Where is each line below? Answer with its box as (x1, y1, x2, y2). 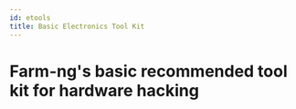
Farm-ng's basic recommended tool (9, 61, 288, 82)
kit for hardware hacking (9, 80, 199, 101)
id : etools (9, 13, 51, 23)
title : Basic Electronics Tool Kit (9, 22, 145, 31)
